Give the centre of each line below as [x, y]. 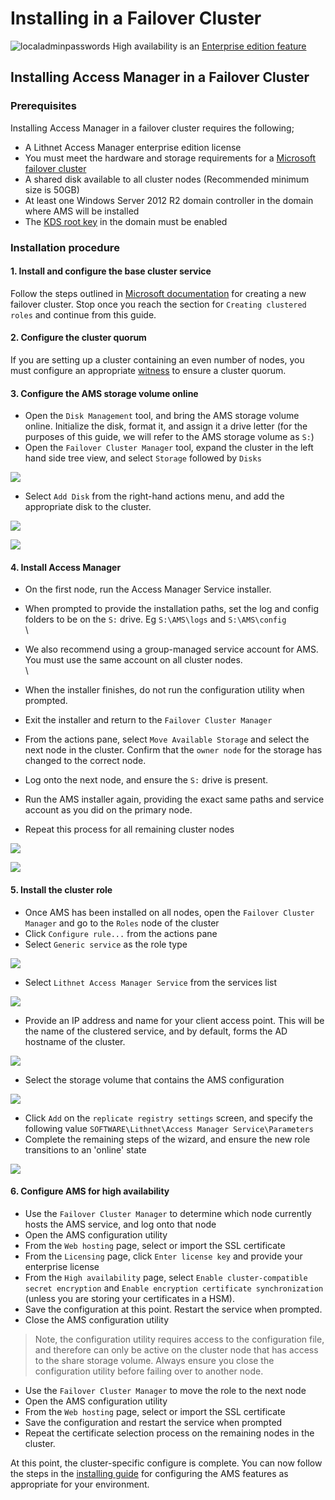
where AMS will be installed [82, 211]
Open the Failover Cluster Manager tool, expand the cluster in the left [169, 448]
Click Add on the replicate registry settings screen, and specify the [168, 1118]
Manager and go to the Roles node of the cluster [122, 923]
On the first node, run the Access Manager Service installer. [148, 589]
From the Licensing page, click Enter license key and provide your [163, 1256]
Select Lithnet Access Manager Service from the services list [151, 982]
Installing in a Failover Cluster [136, 18]
